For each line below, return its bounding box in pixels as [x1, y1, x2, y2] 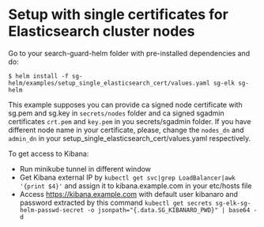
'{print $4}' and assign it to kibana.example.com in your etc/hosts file [19, 180, 252, 191]
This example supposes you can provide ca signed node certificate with [8, 100, 243, 109]
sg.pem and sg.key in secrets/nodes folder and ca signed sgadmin [8, 108, 225, 118]
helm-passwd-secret [19, 206, 85, 214]
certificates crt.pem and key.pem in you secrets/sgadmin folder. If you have [8, 116, 251, 126]
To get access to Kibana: [8, 149, 89, 158]
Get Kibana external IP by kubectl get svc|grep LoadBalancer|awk [19, 172, 236, 182]
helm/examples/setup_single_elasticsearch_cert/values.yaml [8, 79, 211, 87]
